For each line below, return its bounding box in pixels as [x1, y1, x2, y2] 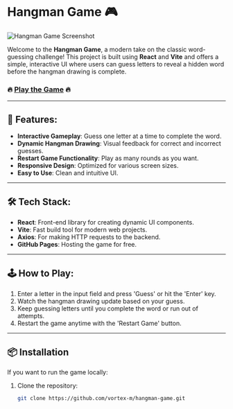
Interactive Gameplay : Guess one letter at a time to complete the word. [17, 132, 222, 141]
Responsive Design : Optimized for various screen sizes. [17, 162, 179, 170]
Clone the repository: [17, 381, 78, 390]
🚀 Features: [7, 114, 58, 125]
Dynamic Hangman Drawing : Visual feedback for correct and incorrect [17, 139, 222, 148]
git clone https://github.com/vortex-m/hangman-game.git [17, 395, 186, 402]
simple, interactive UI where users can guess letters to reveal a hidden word [7, 60, 225, 68]
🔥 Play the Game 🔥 [7, 85, 71, 94]
